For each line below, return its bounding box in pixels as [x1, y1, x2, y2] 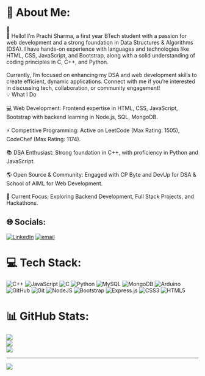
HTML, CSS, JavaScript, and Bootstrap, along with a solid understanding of [6, 51, 196, 59]
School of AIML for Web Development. [6, 180, 103, 187]
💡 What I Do [6, 90, 37, 98]
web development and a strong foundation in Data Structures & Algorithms [6, 39, 193, 46]
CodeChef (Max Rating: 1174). [6, 135, 81, 142]
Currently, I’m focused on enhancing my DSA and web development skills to [6, 71, 197, 78]
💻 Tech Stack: [6, 256, 82, 270]
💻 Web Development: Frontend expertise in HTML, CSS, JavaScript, [6, 104, 178, 112]
